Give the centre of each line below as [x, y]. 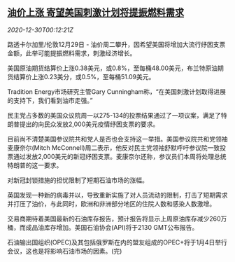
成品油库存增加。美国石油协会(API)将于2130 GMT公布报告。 [112, 227]
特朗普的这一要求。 [35, 165]
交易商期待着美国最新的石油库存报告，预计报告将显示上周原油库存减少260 [114, 219]
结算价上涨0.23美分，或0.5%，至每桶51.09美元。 [84, 76]
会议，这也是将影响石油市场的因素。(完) [65, 251]
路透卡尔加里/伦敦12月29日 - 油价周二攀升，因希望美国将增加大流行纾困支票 [116, 44]
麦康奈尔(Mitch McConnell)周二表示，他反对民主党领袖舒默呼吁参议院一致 [114, 147]
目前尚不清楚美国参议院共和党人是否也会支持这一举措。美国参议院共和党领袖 [117, 139]
